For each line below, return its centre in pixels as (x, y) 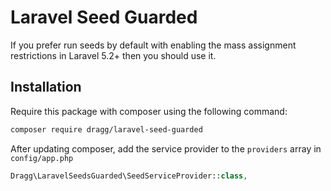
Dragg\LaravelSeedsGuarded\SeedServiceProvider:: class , (129, 176)
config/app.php (42, 158)
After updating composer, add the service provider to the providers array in (166, 148)
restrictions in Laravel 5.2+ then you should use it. (113, 55)
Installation (46, 87)
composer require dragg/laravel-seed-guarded (106, 129)
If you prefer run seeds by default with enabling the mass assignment (153, 45)
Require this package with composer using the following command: (149, 111)
